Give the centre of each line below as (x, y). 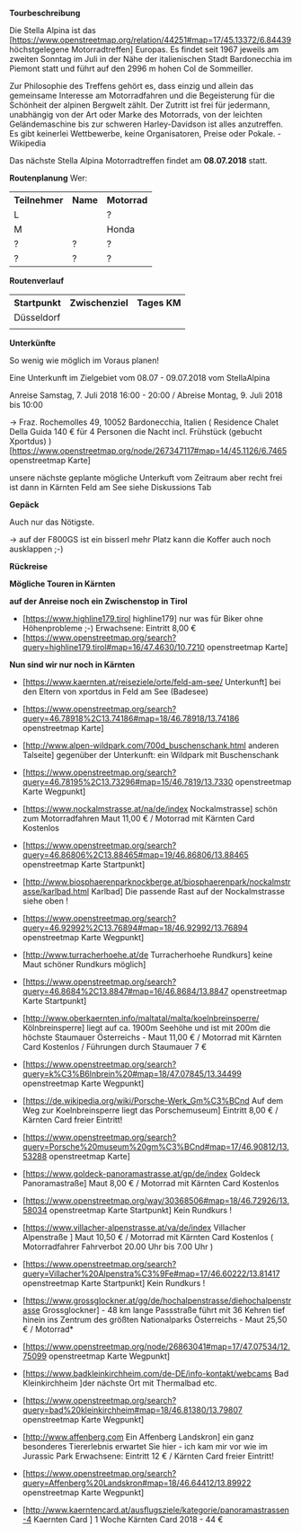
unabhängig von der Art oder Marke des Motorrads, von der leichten (136, 115)
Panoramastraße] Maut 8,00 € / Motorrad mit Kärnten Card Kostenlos (150, 1183)
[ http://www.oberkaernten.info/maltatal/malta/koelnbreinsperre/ (141, 1018)
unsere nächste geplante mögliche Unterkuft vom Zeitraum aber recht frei (146, 478)
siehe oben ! (45, 901)
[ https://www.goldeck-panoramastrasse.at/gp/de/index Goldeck (141, 1174)
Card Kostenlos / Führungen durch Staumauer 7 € (115, 1047)
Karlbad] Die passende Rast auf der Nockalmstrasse (188, 891)
